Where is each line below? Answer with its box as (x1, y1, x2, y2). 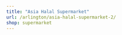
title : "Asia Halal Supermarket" (6, 8, 90, 15)
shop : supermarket (6, 20, 52, 26)
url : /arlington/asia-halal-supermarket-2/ (6, 14, 117, 20)
